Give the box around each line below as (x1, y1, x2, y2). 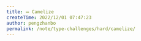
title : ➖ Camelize (6, 8, 54, 15)
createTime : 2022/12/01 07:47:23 (6, 14, 92, 20)
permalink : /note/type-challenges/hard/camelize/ (6, 25, 136, 32)
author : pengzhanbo (6, 20, 56, 26)
